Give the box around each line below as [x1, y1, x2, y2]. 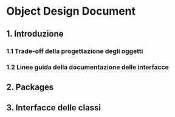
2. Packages [6, 82, 54, 92]
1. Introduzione [6, 29, 64, 39]
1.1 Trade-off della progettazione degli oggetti [6, 47, 143, 55]
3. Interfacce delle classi [6, 102, 101, 113]
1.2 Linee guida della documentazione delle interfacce [6, 63, 169, 71]
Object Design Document [6, 4, 136, 18]
